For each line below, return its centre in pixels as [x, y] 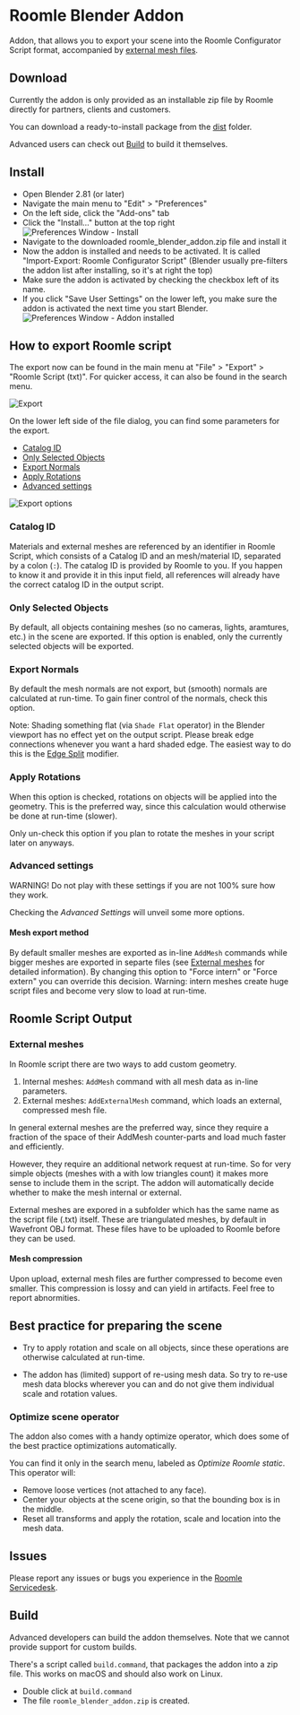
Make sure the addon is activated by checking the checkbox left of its [150, 280]
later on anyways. [42, 843]
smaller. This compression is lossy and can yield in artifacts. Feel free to [142, 1288]
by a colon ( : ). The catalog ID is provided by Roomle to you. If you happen [146, 565]
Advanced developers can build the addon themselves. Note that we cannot [150, 1637]
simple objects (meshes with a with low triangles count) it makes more [139, 1173]
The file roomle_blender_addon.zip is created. [106, 1701]
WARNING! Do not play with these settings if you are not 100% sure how [142, 885]
